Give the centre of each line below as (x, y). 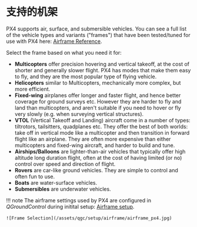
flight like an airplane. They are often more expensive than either (93, 139)
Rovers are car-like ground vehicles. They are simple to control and (96, 170)
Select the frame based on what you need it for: (64, 52)
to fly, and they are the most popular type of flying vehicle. (86, 76)
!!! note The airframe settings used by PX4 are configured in (79, 200)
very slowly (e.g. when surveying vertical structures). (79, 114)
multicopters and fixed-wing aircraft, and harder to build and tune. (95, 145)
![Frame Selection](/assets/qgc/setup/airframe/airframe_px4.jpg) (89, 218)
